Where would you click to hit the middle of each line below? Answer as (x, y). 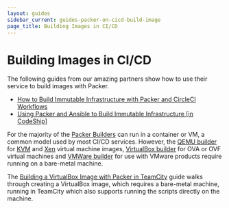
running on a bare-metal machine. (55, 164)
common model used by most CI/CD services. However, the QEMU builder (112, 142)
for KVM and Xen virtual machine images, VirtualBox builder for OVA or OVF (114, 149)
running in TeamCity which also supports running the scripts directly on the (113, 192)
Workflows (32, 107)
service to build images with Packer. (58, 86)
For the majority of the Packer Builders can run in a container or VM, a (106, 135)
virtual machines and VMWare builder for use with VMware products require (114, 156)
